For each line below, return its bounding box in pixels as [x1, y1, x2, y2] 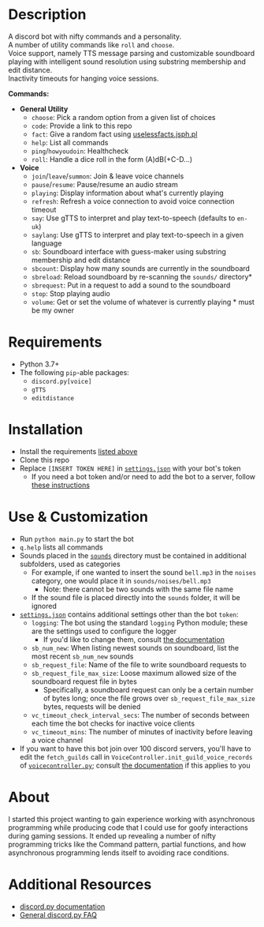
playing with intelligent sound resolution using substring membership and [8, 57, 246, 66]
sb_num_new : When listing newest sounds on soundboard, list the [31, 643, 239, 652]
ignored [31, 601, 58, 610]
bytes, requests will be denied [43, 701, 141, 711]
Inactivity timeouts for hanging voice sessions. [8, 73, 159, 83]
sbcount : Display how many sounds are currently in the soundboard [31, 263, 251, 273]
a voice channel [31, 735, 84, 745]
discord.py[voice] [31, 377, 92, 385]
